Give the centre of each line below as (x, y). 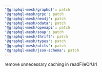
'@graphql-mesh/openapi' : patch (37, 28)
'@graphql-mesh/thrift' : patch (36, 37)
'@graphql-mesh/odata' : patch (35, 23)
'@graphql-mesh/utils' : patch (35, 46)
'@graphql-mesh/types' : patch (35, 41)
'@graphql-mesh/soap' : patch (34, 32)
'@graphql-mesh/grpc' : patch (34, 14)
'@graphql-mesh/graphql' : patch (37, 9)
